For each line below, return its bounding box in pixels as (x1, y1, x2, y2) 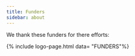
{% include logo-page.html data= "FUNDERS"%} (6, 43, 130, 50)
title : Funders (6, 8, 45, 15)
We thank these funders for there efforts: (6, 31, 110, 38)
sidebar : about (6, 14, 45, 20)
